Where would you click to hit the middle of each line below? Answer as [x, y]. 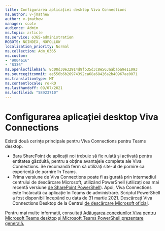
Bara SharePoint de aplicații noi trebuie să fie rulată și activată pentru [82, 156]
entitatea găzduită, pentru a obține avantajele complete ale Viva [77, 161]
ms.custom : [16, 56]
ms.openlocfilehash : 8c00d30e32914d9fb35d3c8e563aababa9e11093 [71, 70]
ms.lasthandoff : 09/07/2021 [34, 88]
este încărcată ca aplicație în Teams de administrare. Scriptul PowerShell [86, 193]
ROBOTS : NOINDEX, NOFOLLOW [33, 42]
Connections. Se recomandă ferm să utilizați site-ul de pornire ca [78, 167]
